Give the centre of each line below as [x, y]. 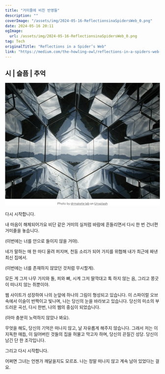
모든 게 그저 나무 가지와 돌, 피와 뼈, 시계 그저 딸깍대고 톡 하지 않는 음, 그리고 [77, 278]
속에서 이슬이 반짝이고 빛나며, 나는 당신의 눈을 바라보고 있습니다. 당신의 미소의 [80, 301]
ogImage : [14, 31]
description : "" [22, 15]
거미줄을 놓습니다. [22, 230]
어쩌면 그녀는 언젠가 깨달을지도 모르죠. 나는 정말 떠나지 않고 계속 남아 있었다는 [80, 361]
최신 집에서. [16, 257]
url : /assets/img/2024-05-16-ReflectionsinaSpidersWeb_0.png [73, 36]
